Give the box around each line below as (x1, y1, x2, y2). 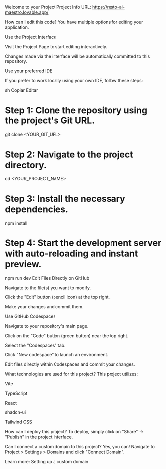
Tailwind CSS (5, 419, 32, 425)
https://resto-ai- (92, 4, 125, 10)
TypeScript (5, 390, 28, 396)
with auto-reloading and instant (5, 248, 138, 259)
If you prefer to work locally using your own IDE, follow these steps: (5, 78, 143, 83)
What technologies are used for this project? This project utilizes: (5, 371, 138, 377)
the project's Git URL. (5, 115, 95, 126)
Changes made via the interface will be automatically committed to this (5, 53, 150, 59)
